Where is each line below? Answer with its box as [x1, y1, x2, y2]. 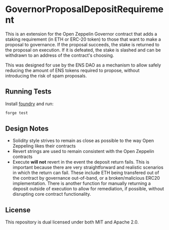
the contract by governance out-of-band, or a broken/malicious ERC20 [12, 175, 160, 181]
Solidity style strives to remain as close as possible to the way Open [12, 137, 154, 144]
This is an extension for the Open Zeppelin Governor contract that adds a [5, 31, 157, 37]
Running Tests [5, 87, 51, 96]
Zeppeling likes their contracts [12, 143, 76, 149]
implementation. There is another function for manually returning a [12, 180, 151, 187]
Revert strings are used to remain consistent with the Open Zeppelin [12, 148, 155, 155]
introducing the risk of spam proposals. [5, 72, 87, 79]
